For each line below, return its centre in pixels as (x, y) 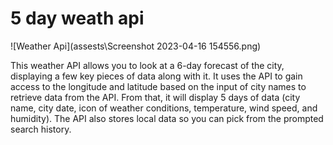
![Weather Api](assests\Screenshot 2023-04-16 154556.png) (136, 46)
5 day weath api (77, 18)
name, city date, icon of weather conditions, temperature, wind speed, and (164, 108)
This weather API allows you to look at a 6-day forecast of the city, (147, 65)
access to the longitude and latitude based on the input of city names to (158, 86)
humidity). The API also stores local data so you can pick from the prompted (167, 118)
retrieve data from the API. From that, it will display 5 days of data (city (155, 97)
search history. (41, 129)
